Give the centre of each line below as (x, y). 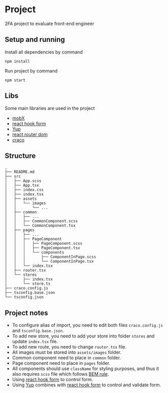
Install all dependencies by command (44, 52)
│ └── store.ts (28, 284)
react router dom (30, 134)
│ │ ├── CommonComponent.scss (41, 221)
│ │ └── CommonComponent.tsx (40, 226)
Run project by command (31, 71)
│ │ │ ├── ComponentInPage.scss (50, 257)
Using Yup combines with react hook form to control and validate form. (87, 385)
